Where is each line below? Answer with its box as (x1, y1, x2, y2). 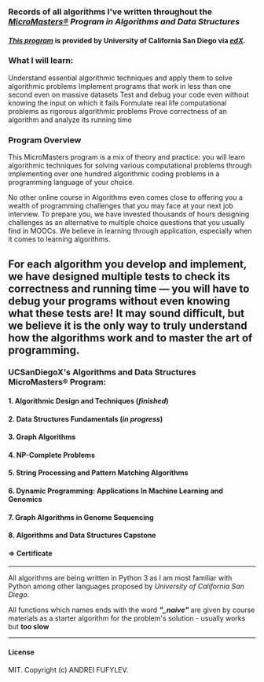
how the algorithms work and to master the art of (8, 331, 253, 345)
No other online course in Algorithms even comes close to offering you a (8, 193, 244, 202)
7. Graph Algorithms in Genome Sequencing (8, 512, 155, 522)
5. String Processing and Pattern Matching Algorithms (8, 468, 189, 477)
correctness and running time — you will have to (8, 282, 250, 295)
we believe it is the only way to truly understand (8, 319, 247, 332)
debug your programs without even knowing (8, 294, 230, 308)
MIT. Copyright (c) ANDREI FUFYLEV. (8, 665, 129, 674)
